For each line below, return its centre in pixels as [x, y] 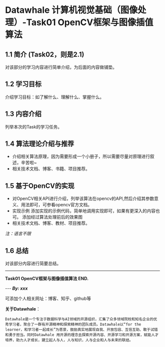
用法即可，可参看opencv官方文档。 [56, 205]
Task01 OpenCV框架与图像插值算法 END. [47, 279]
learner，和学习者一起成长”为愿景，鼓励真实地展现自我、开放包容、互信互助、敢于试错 [82, 330]
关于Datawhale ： [23, 309]
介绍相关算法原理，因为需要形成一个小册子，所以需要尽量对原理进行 [81, 157]
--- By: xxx [16, 288]
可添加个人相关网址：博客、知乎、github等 [48, 299]
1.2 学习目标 [23, 84]
